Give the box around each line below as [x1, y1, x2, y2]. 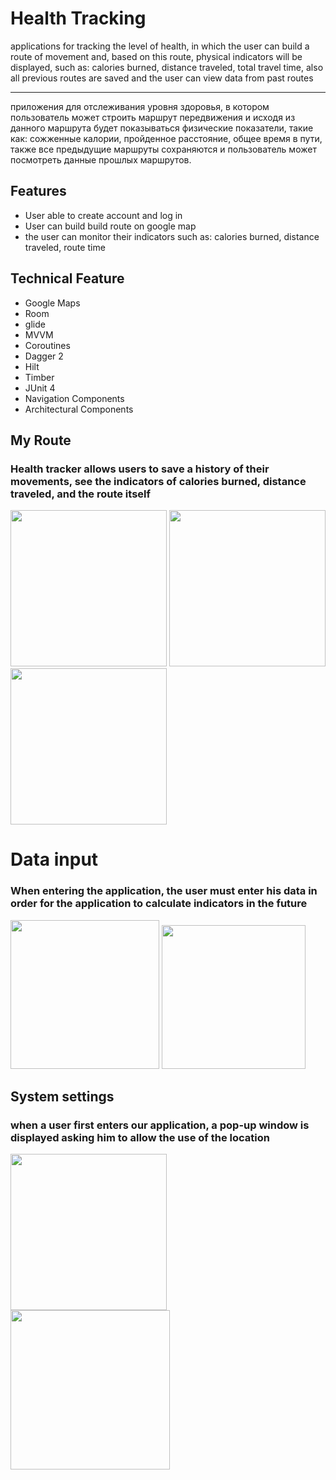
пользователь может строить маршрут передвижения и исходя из [10, 111, 296, 123]
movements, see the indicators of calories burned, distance [10, 474, 307, 488]
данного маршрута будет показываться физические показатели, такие [10, 122, 314, 134]
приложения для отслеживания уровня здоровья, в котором [10, 100, 270, 112]
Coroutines [24, 339, 71, 351]
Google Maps [24, 297, 81, 309]
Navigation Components [24, 392, 125, 404]
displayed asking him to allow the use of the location [10, 1131, 270, 1145]
